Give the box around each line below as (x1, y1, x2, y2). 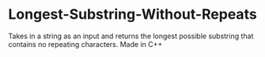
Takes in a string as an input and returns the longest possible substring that (8, 31, 254, 41)
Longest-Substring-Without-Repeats (8, 5, 257, 23)
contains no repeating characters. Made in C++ (8, 39, 163, 48)
